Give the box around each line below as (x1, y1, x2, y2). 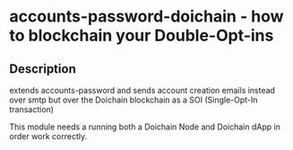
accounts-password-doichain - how (9, 6, 284, 27)
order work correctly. (9, 131, 88, 141)
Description (9, 61, 76, 76)
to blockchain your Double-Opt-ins (9, 25, 274, 46)
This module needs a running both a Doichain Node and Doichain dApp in (9, 121, 280, 132)
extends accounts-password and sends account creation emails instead (9, 85, 276, 95)
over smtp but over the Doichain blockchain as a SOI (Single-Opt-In (9, 94, 258, 105)
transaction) (9, 104, 54, 114)
